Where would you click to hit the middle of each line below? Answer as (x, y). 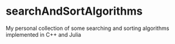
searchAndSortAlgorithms (74, 11)
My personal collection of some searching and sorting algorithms (87, 28)
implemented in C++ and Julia (44, 34)
